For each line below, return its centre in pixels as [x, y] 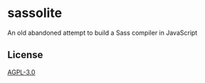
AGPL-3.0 [21, 72]
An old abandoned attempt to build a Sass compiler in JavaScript [102, 33]
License [25, 55]
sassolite [35, 13]
